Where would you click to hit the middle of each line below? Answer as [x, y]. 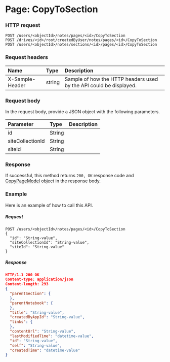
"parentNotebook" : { [31, 303]
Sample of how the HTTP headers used [111, 79]
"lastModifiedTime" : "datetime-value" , [52, 336]
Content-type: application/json [39, 279]
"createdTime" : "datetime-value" [45, 350]
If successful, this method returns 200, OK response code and [70, 176]
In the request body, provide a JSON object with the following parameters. [83, 112]
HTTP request [23, 25]
